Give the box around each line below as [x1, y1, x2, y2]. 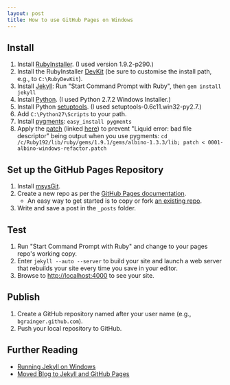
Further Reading [7, 344, 78, 356]
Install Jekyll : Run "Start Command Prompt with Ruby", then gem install [16, 82, 222, 90]
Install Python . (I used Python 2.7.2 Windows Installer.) [16, 96, 172, 104]
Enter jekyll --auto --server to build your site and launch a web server [16, 256, 222, 265]
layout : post [7, 10, 45, 17]
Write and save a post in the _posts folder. [16, 204, 136, 212]
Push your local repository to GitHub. [16, 324, 122, 332]
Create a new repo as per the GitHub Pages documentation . [16, 190, 187, 198]
